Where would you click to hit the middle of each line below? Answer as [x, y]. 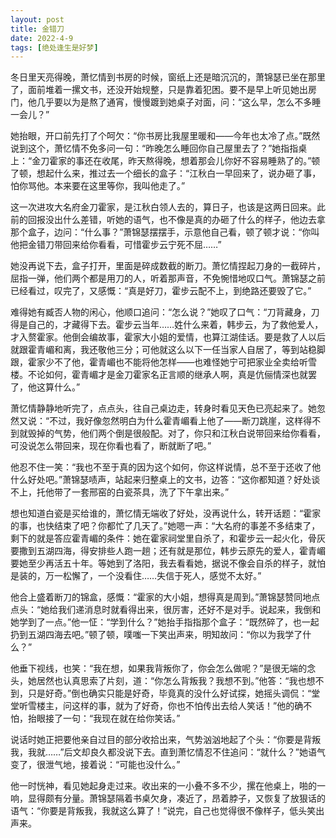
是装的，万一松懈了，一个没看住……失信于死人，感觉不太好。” [136, 576]
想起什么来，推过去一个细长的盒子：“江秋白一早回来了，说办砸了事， [179, 173]
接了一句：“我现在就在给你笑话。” [112, 718]
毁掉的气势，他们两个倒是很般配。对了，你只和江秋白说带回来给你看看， [176, 433]
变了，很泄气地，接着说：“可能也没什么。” [95, 765]
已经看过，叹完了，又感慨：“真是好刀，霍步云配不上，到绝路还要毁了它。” [161, 291]
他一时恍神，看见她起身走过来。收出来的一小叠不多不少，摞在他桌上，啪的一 [168, 786]
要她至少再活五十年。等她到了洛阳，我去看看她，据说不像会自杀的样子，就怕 [168, 563]
